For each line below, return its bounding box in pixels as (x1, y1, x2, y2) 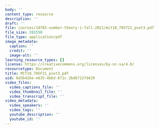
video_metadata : (5, 99, 38, 103)
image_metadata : (5, 39, 38, 44)
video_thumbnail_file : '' (9, 89, 63, 94)
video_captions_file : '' (9, 84, 60, 90)
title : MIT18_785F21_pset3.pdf (5, 71, 69, 76)
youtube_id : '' (9, 116, 41, 122)
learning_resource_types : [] (5, 57, 65, 62)
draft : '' (5, 21, 25, 26)
